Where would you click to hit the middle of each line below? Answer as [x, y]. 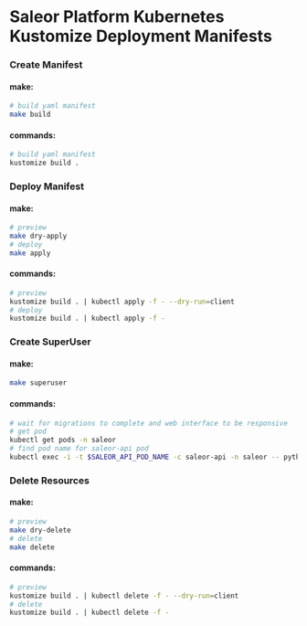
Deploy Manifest [47, 186]
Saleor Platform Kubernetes [117, 17]
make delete [32, 547]
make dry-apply [38, 236]
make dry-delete [40, 530]
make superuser [38, 383]
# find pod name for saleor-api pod [79, 449]
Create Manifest [46, 65]
